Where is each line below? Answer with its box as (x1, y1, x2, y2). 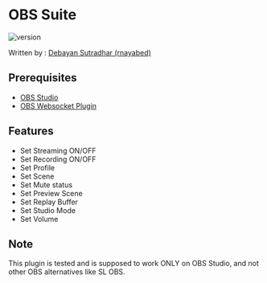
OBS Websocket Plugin (19, 100, 97, 110)
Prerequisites (8, 71, 77, 85)
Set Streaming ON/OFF (19, 146, 97, 155)
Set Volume (19, 214, 59, 224)
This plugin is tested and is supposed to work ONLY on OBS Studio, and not (8, 259, 259, 269)
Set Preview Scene (19, 188, 83, 198)
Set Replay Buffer (19, 197, 79, 207)
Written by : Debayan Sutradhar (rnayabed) (8, 47, 151, 57)
